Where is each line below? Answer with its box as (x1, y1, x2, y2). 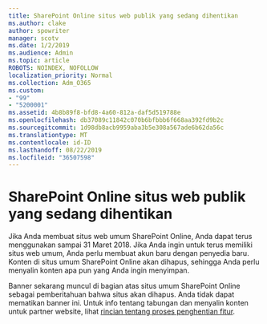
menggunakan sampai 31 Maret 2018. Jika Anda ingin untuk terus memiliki (8, 240, 253, 249)
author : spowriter (8, 26, 70, 34)
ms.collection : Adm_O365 (8, 79, 91, 87)
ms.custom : (8, 86, 45, 95)
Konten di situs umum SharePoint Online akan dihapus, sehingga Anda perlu (8, 257, 260, 267)
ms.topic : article (8, 57, 70, 65)
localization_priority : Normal (8, 71, 113, 79)
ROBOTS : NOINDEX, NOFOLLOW (8, 64, 99, 72)
